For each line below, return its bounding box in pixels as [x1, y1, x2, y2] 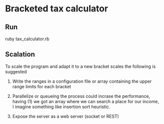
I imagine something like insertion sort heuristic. [12, 104, 110, 110]
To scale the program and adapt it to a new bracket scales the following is [5, 63, 156, 69]
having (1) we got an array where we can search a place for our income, [12, 98, 160, 104]
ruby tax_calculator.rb [5, 36, 50, 42]
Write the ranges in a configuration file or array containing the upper [12, 78, 152, 84]
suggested [5, 68, 27, 74]
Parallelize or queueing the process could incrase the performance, [12, 93, 150, 99]
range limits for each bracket [12, 83, 71, 89]
